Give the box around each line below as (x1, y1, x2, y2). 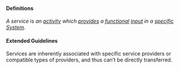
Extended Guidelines (6, 37, 58, 44)
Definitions (6, 5, 34, 12)
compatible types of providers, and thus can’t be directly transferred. (6, 56, 172, 64)
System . (6, 24, 26, 31)
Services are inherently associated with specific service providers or (6, 50, 171, 57)
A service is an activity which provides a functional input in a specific (6, 18, 174, 25)
